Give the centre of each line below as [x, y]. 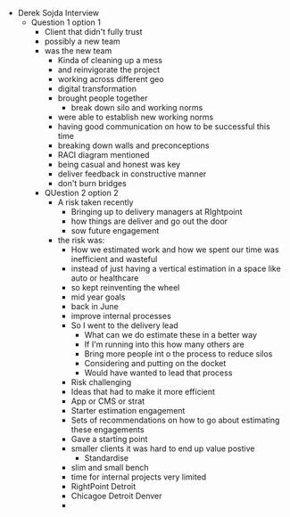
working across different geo [111, 79]
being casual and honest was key [119, 164]
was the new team [78, 51]
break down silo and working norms [137, 107]
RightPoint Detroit [104, 486]
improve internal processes [121, 316]
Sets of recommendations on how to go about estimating [175, 420]
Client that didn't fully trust [93, 32]
